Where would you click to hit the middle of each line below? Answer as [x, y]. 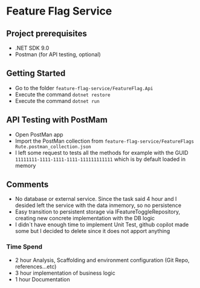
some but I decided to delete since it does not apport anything [92, 231]
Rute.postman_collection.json [53, 146]
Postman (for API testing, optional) [58, 54]
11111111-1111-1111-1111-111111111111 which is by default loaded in [100, 159]
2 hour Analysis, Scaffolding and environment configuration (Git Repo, [102, 260]
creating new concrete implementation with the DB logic [85, 218]
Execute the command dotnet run [57, 100]
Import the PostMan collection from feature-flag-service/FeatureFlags [105, 141]
